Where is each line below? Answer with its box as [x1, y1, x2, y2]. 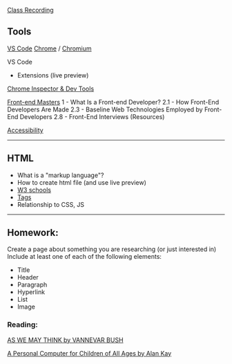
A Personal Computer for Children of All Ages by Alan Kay [7, 349, 172, 357]
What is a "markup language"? [17, 171, 104, 179]
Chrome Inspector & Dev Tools [7, 84, 95, 93]
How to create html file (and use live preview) [17, 178, 146, 186]
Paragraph [17, 280, 48, 289]
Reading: [7, 320, 38, 329]
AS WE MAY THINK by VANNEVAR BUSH [7, 336, 124, 344]
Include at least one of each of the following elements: [7, 253, 162, 261]
